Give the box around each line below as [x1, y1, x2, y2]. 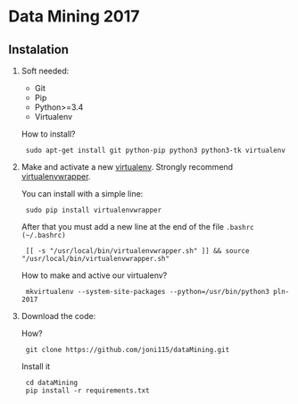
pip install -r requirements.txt [25, 386, 150, 395]
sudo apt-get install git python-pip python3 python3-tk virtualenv [25, 146, 286, 155]
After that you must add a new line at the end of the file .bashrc [21, 222, 255, 231]
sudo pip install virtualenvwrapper [25, 206, 162, 215]
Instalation [8, 42, 69, 57]
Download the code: [21, 311, 96, 321]
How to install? [21, 129, 77, 139]
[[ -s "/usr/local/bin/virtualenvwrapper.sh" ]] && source [25, 247, 250, 256]
